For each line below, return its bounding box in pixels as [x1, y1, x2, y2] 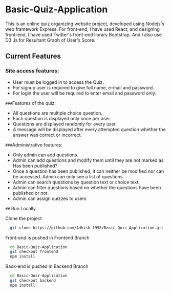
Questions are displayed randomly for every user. [12, 121, 117, 127]
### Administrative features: [5, 141, 63, 148]
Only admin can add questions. [12, 152, 78, 158]
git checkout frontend [10, 249, 58, 254]
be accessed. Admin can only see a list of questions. [12, 173, 124, 179]
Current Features [5, 52, 61, 61]
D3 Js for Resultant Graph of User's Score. [5, 37, 96, 43]
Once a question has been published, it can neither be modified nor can [12, 168, 164, 174]
